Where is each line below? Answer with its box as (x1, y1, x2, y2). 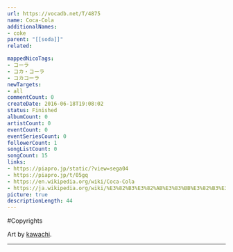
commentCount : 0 (7, 94, 54, 101)
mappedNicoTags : (7, 55, 54, 63)
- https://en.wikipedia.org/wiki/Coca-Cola (7, 178, 135, 185)
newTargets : (7, 81, 42, 88)
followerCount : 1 (7, 139, 58, 146)
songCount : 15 (7, 152, 49, 159)
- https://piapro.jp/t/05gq (7, 171, 89, 178)
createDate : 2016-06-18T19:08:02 (7, 100, 104, 108)
